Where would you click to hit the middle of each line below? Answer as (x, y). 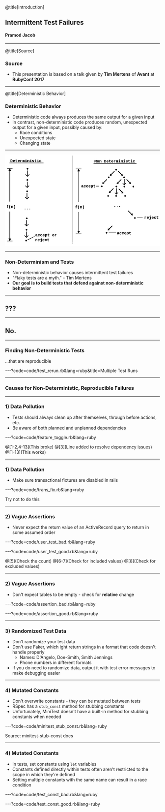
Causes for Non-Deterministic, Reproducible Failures (69, 388)
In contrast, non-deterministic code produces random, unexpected (80, 122)
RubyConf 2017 (28, 79)
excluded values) (23, 566)
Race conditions (36, 133)
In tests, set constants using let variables (54, 764)
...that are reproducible (28, 361)
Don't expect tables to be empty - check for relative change (73, 594)
